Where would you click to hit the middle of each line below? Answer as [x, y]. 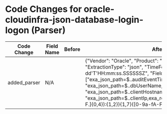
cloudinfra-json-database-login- [74, 20]
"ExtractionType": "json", [114, 67]
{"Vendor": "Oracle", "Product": [122, 61]
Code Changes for [43, 9]
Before [72, 49]
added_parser [24, 82]
